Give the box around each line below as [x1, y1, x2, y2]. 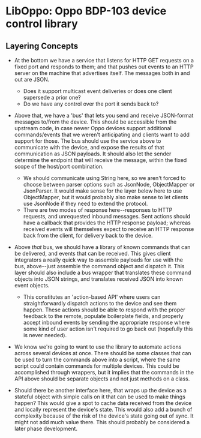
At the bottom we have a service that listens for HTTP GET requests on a [14, 57, 194, 64]
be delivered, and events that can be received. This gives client [14, 250, 171, 257]
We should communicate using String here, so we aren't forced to [23, 175, 186, 181]
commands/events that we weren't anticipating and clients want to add [14, 131, 190, 138]
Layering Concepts [5, 41, 79, 51]
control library [5, 17, 79, 31]
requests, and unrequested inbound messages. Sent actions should [23, 213, 190, 220]
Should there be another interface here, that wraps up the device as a [14, 387, 187, 394]
